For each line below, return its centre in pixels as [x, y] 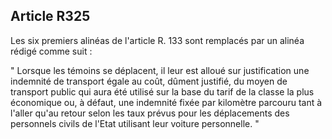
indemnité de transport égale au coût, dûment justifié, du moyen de [149, 81]
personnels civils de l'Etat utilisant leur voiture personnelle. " [135, 123]
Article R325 [50, 16]
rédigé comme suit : [51, 51]
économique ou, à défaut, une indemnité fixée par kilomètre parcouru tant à [166, 102]
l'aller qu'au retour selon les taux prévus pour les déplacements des [150, 113]
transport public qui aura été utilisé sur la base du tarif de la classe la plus [162, 91]
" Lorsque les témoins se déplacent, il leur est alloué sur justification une [160, 70]
